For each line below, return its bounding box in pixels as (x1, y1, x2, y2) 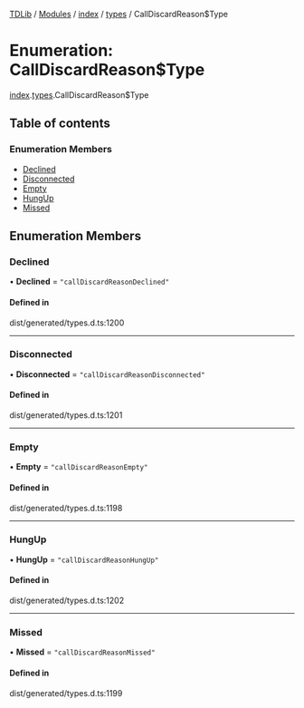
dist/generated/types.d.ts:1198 (9, 502, 123, 513)
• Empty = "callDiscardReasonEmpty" (9, 461, 148, 472)
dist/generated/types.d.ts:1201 (9, 410, 123, 421)
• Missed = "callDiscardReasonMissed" (9, 646, 156, 657)
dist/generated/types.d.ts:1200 (9, 317, 125, 328)
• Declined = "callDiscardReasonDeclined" (9, 276, 170, 287)
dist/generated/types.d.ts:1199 (9, 687, 123, 698)
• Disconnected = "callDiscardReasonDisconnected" (9, 368, 205, 380)
